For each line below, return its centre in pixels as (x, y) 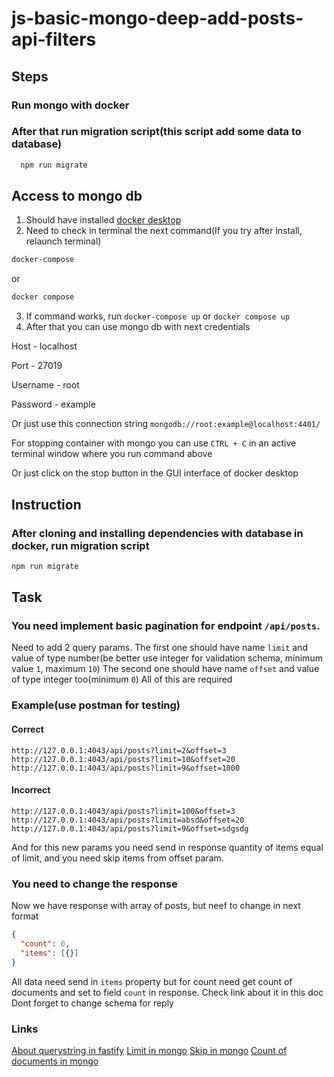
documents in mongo (55, 1061)
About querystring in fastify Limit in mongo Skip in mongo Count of (149, 1050)
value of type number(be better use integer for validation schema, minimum (167, 658)
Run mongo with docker (70, 105)
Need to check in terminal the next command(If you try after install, (164, 231)
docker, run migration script (80, 545)
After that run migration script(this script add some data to (156, 132)
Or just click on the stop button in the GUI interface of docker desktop (155, 473)
